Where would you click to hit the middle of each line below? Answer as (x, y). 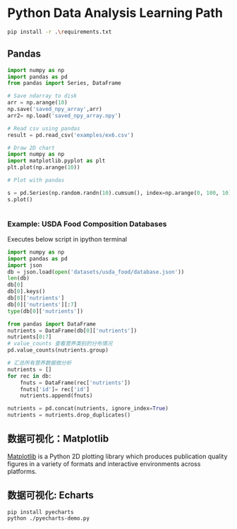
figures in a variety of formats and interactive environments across (104, 463)
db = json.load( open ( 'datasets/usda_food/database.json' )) (96, 272)
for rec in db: (30, 376)
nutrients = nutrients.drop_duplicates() (69, 415)
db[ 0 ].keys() (26, 292)
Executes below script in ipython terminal (67, 239)
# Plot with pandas (36, 180)
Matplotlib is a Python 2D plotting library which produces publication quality (117, 456)
